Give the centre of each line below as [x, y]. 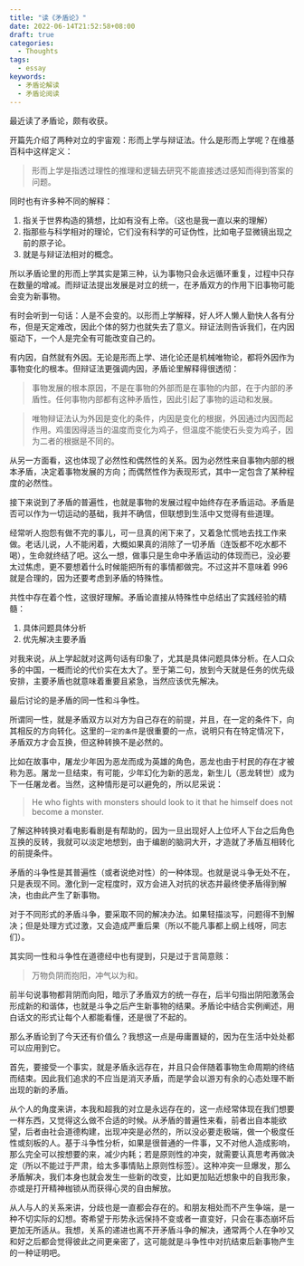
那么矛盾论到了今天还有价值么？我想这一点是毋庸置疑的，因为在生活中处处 [148, 1036]
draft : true [32, 34]
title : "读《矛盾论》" [48, 18]
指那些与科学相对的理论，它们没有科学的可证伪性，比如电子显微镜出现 [153, 231]
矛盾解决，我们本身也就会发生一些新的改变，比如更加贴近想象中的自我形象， [152, 1176]
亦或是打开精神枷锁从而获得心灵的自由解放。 [93, 1188]
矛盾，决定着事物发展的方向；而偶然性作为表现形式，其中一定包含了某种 [152, 471]
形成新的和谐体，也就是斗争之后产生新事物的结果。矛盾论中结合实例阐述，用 [152, 1005]
